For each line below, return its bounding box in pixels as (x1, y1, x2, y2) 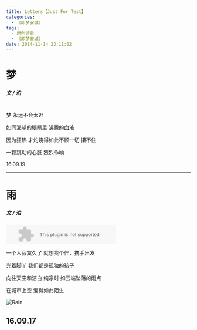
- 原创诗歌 (11, 31, 35, 36)
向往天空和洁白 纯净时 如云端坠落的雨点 (6, 274, 101, 282)
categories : (6, 14, 35, 20)
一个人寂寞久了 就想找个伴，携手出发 (6, 250, 95, 257)
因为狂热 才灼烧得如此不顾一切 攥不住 (6, 136, 97, 144)
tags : (6, 25, 19, 31)
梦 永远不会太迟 (6, 112, 44, 119)
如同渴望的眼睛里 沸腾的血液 (6, 124, 74, 131)
